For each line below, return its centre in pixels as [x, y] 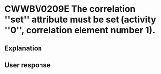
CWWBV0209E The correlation [70, 9]
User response [28, 65]
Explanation [23, 48]
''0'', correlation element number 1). [80, 30]
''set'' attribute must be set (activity [80, 19]
